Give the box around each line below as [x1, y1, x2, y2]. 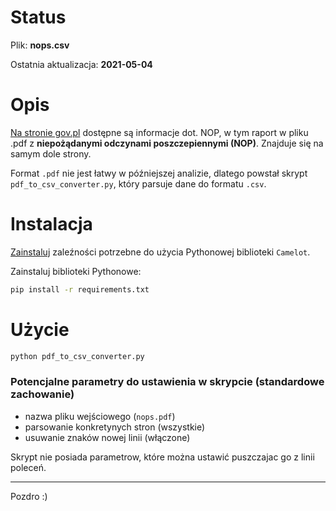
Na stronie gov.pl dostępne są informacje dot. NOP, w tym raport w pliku [10, 126, 309, 138]
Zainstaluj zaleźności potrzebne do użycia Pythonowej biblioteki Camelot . [10, 246, 311, 258]
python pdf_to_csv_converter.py [10, 351, 145, 361]
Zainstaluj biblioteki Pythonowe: [10, 265, 142, 277]
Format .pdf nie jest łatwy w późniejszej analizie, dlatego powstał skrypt [10, 167, 308, 179]
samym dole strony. [10, 147, 92, 160]
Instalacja [10, 213, 93, 236]
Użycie [10, 318, 70, 341]
